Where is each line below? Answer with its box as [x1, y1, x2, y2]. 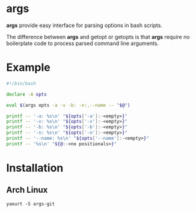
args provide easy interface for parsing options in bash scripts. [6, 22, 162, 29]
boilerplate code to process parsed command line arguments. [6, 40, 159, 47]
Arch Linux [6, 185, 48, 195]
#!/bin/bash [6, 80, 36, 86]
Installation [6, 161, 64, 175]
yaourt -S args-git [6, 200, 55, 207]
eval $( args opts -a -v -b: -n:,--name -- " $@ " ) [6, 102, 130, 108]
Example [6, 61, 51, 74]
